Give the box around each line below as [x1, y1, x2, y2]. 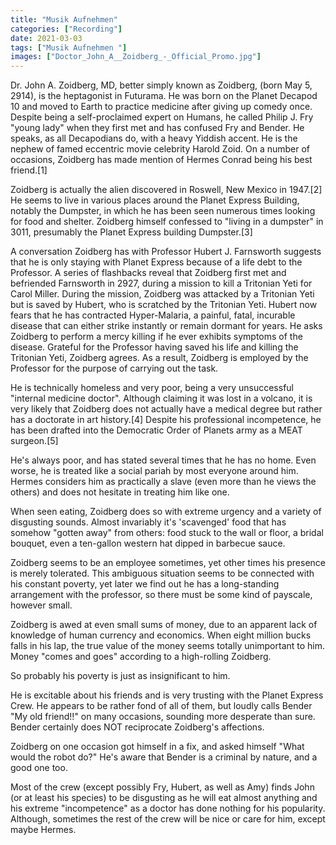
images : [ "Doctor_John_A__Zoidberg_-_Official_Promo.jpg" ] [10, 52, 262, 62]
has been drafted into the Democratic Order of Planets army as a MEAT [10, 424, 303, 436]
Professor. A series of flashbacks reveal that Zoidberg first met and [10, 267, 287, 279]
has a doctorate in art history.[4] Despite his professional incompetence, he [10, 414, 322, 426]
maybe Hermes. [10, 824, 77, 836]
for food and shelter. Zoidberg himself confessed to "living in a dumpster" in [10, 216, 324, 228]
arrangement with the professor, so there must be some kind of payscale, [10, 589, 313, 601]
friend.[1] [10, 164, 48, 176]
